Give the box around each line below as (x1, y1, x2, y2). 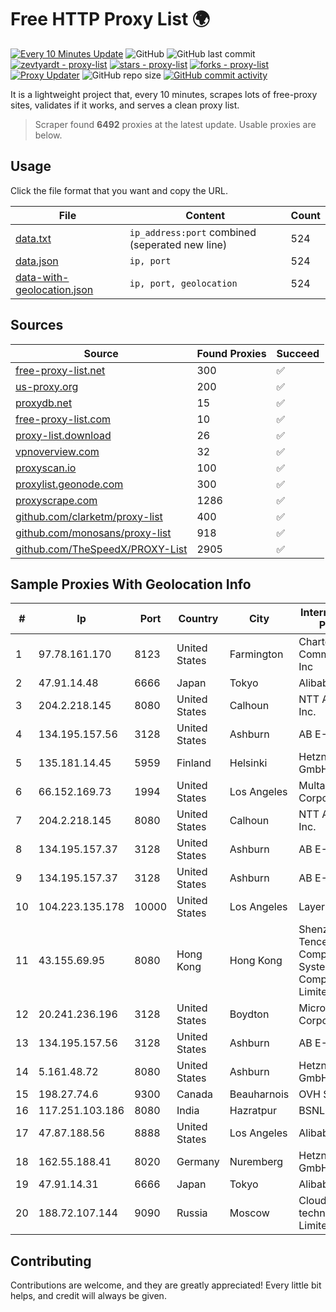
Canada (176, 1087, 213, 1101)
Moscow (229, 1206, 270, 1220)
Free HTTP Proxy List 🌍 (10, 8, 211, 31)
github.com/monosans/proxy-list (15, 526, 172, 540)
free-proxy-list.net (15, 363, 106, 377)
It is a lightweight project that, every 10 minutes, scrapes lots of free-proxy (10, 88, 318, 100)
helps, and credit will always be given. (10, 1290, 167, 1302)
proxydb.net (15, 396, 73, 410)
